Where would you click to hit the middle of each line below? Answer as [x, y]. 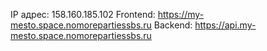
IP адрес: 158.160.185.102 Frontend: [83, 14]
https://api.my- [225, 25]
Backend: [173, 25]
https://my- [181, 14]
